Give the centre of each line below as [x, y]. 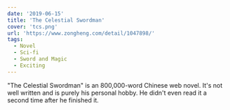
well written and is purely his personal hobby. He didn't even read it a [107, 93]
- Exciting [29, 65]
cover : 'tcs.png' [33, 26]
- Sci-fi [26, 53]
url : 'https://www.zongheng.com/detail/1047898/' [81, 33]
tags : [15, 40]
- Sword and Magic [41, 59]
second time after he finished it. [53, 100]
